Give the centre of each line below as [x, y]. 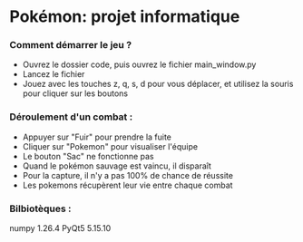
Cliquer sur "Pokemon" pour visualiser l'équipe [110, 146]
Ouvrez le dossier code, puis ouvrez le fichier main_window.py [139, 64]
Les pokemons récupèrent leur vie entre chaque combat [127, 185]
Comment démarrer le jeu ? [71, 45]
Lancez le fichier [54, 74]
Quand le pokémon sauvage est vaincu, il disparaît [117, 166]
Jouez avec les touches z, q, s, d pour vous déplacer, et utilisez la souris [158, 84]
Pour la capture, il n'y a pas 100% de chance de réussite [128, 175]
